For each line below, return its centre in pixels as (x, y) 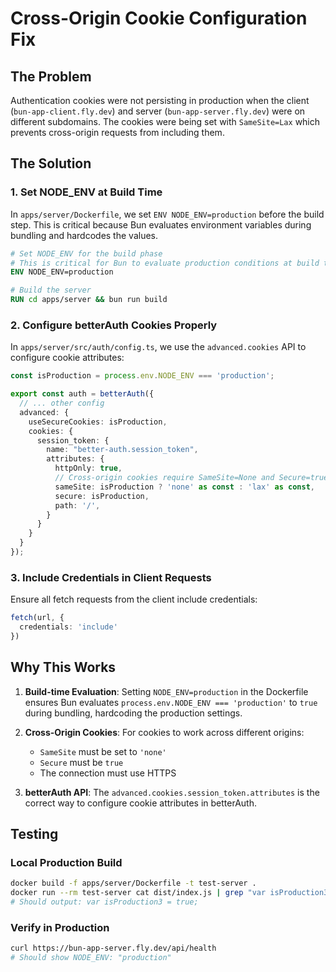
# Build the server (51, 290)
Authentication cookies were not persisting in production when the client (160, 100)
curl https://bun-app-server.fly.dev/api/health (113, 948)
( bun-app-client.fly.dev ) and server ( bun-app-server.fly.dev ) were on (158, 111)
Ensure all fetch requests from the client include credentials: (134, 599)
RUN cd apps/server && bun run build (89, 300)
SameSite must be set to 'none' (103, 751)
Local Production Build (66, 863)
